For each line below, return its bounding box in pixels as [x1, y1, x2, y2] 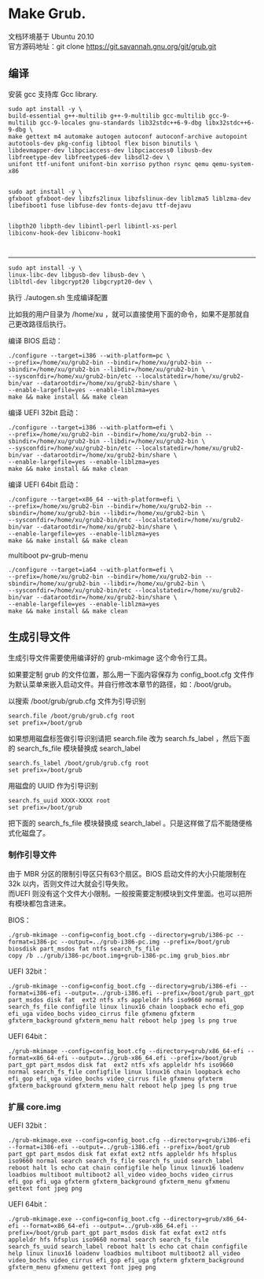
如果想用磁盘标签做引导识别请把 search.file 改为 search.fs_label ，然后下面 [8, 733, 251, 743]
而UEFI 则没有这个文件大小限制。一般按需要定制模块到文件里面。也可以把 [8, 888, 246, 898]
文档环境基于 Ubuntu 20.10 [8, 32, 94, 41]
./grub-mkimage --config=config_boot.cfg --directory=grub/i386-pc [8, 931, 234, 939]
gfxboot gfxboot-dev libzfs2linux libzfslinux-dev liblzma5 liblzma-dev [8, 195, 251, 202]
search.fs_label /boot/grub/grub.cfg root [8, 759, 149, 767]
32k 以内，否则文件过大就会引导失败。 [8, 879, 133, 888]
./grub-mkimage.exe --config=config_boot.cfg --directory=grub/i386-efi [8, 1136, 251, 1144]
